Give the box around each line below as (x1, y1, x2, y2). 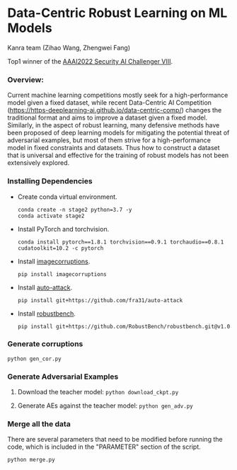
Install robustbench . (17, 309, 76, 318)
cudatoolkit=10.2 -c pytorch (17, 244, 104, 252)
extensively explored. (7, 159, 70, 167)
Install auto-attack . (17, 283, 73, 292)
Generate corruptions (7, 339, 83, 349)
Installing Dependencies (7, 176, 93, 186)
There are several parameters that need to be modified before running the (7, 435, 223, 444)
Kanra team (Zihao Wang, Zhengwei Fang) (7, 43, 131, 52)
